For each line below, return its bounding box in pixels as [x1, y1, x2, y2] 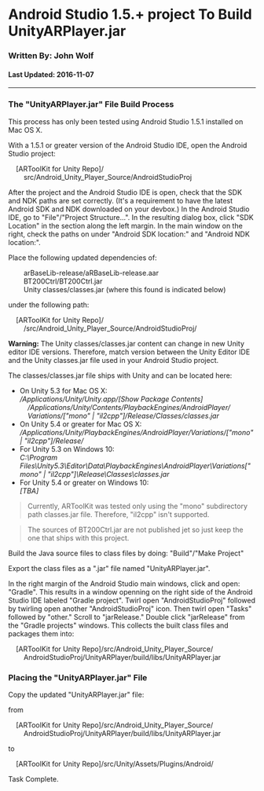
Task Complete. [8, 774, 59, 783]
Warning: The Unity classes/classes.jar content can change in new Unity [8, 339, 245, 348]
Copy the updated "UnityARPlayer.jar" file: [8, 690, 145, 699]
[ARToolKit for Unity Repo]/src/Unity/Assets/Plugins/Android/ [15, 759, 214, 768]
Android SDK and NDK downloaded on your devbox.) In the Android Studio [8, 204, 250, 214]
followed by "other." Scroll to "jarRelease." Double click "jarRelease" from [8, 612, 245, 621]
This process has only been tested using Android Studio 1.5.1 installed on [8, 116, 244, 126]
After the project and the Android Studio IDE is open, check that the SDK [8, 187, 242, 197]
